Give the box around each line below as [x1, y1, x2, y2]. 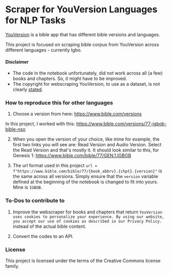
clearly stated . [12, 86, 44, 93]
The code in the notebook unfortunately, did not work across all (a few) [12, 70, 163, 76]
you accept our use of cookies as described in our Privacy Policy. [12, 219, 162, 224]
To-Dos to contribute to [5, 197, 65, 204]
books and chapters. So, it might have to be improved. [12, 75, 127, 82]
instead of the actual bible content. [12, 223, 87, 229]
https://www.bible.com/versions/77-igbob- [76, 121, 167, 127]
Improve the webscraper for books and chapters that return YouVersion [12, 209, 163, 215]
